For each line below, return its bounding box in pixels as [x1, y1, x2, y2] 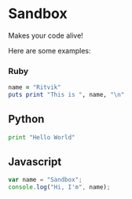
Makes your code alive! [8, 31, 84, 40]
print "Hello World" [8, 133, 76, 142]
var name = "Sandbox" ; [8, 176, 82, 184]
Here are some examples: [8, 46, 92, 55]
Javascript [8, 155, 62, 169]
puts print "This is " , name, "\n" [8, 91, 125, 99]
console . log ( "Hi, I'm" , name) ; [8, 183, 111, 191]
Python [8, 112, 45, 126]
